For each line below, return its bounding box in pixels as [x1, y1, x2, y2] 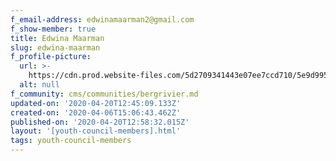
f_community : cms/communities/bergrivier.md [10, 89, 199, 99]
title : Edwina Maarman [10, 33, 105, 43]
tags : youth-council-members [10, 136, 132, 146]
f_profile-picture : [10, 52, 92, 62]
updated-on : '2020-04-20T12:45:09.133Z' [10, 98, 182, 108]
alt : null [19, 80, 60, 90]
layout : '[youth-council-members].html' [10, 126, 182, 136]
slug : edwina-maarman [10, 42, 101, 53]
